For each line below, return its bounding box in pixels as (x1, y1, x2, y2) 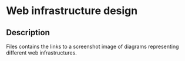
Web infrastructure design (6, 4, 138, 18)
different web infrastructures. (6, 49, 78, 56)
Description (6, 28, 50, 38)
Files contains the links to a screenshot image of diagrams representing (6, 43, 179, 50)
